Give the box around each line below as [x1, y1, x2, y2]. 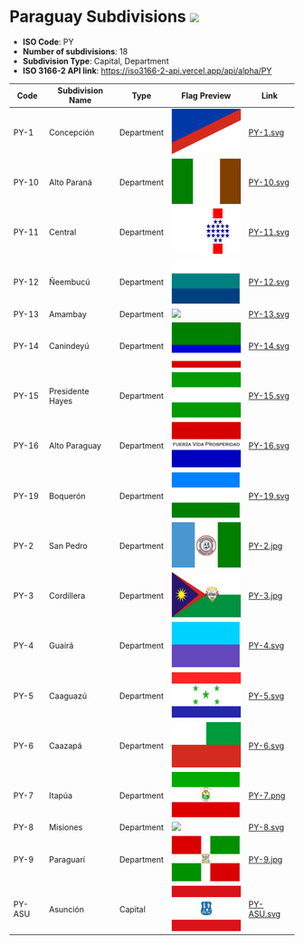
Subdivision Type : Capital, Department [22, 55, 169, 66]
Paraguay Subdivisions [9, 6, 187, 27]
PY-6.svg [248, 740, 285, 751]
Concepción [49, 127, 95, 138]
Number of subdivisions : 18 [22, 45, 128, 56]
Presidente [49, 385, 90, 396]
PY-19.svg [248, 490, 290, 501]
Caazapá [49, 740, 83, 751]
